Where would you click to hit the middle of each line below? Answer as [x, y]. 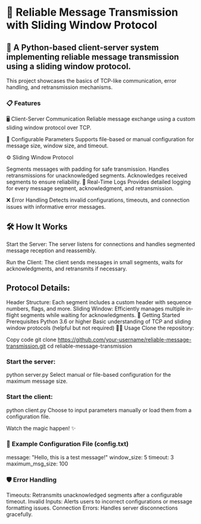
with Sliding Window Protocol [82, 25]
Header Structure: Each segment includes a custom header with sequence [99, 302]
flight [13, 315]
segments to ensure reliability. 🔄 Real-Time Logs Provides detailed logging [99, 182]
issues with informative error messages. [56, 207]
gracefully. [20, 514]
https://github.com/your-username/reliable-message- [125, 339]
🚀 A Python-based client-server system [82, 47]
